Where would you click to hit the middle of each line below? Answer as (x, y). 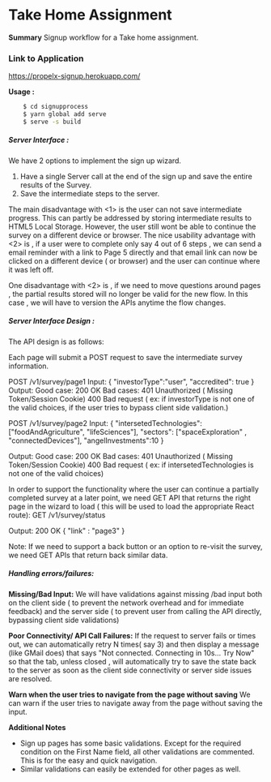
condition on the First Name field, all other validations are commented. (137, 751)
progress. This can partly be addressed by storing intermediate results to (130, 217)
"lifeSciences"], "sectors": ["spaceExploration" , (167, 432)
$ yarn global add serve (65, 114)
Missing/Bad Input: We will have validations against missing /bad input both (135, 594)
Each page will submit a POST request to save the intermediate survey (125, 357)
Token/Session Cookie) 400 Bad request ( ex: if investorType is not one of (131, 398)
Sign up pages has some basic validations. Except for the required (130, 743)
